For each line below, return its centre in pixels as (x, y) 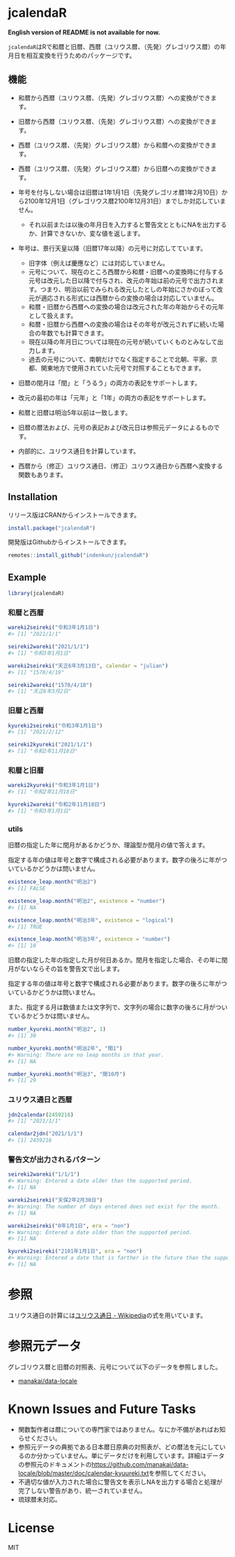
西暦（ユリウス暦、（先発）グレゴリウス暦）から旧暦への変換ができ (114, 169)
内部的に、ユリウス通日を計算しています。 (79, 451)
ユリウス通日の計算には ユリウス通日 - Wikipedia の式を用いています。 (107, 1315)
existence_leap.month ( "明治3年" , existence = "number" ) (89, 939)
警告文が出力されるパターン (54, 1160)
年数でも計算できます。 (74, 333)
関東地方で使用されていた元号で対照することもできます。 (123, 368)
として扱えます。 (53, 315)
